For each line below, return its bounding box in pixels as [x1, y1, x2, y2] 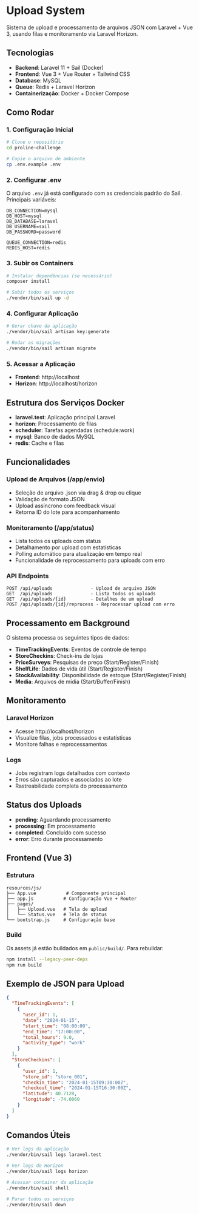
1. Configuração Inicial [6, 126, 74, 134]
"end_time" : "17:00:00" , [22, 1029, 86, 1035]
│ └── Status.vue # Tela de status [6, 911, 107, 917]
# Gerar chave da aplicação [6, 323, 78, 329]
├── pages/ [6, 900, 34, 907]
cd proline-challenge [6, 145, 61, 151]
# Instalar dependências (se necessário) [6, 272, 113, 279]
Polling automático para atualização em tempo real [15, 550, 143, 557]
